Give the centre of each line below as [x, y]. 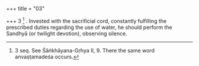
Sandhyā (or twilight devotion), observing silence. [67, 33]
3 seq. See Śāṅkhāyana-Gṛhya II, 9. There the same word [85, 50]
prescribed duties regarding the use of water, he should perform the [89, 27]
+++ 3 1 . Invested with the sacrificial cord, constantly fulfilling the [86, 20]
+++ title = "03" [25, 9]
